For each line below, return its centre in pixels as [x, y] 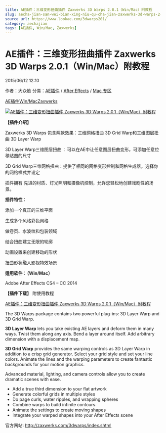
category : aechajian [26, 24]
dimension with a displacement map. [42, 339]
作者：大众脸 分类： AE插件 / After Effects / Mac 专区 [59, 91]
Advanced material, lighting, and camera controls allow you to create [75, 374]
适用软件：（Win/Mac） [29, 273]
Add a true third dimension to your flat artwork [60, 389]
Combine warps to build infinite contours [54, 405]
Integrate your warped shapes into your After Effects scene [73, 415]
